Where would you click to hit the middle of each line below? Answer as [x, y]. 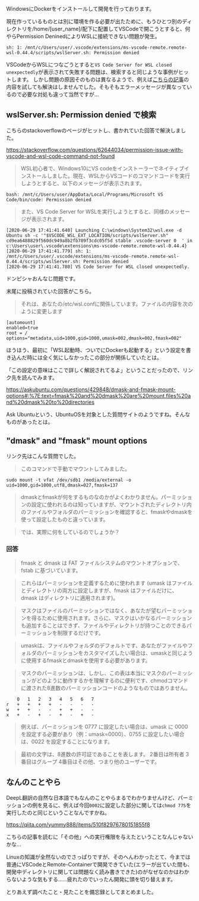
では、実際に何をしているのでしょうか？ [70, 532]
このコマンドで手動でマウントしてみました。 [75, 469]
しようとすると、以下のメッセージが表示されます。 [83, 183]
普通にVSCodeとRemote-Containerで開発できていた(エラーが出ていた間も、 [99, 864]
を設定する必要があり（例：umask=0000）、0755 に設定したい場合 [102, 734]
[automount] [21, 322]
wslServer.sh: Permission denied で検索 [81, 115]
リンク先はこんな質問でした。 [42, 456]
